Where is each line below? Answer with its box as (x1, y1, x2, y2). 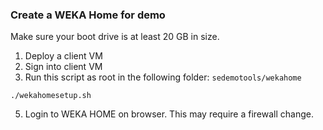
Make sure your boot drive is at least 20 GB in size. (10, 31, 220, 43)
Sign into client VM (24, 61, 103, 73)
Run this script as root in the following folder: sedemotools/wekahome (24, 71, 302, 83)
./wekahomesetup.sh (10, 91, 92, 101)
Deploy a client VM (24, 50, 103, 62)
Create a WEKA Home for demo (10, 8, 166, 22)
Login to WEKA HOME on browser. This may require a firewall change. (24, 108, 315, 120)
